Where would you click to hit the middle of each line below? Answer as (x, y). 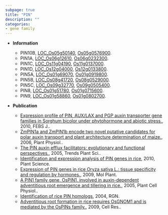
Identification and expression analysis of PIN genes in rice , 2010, (88, 159)
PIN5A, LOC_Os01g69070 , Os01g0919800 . (64, 74)
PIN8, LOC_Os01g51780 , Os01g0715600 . (62, 91)
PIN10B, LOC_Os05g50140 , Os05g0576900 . (66, 53)
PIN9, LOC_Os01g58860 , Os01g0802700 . (63, 96)
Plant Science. (35, 164)
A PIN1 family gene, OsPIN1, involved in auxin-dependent (79, 180)
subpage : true (20, 10)
